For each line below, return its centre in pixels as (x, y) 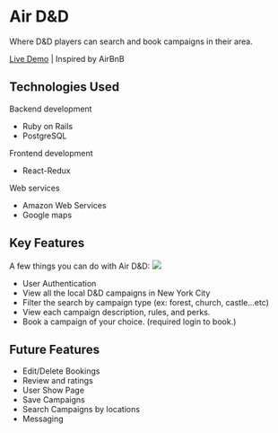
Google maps (47, 215)
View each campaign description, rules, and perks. (116, 312)
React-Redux (46, 170)
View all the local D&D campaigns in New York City (116, 293)
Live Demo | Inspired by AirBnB (67, 58)
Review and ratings (58, 381)
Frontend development (51, 153)
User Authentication (59, 283)
